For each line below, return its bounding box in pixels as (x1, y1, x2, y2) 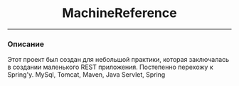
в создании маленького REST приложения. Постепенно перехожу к (7, 63, 213, 72)
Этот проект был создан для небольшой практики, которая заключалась (7, 55, 230, 64)
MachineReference (62, 5, 177, 21)
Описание (7, 39, 45, 49)
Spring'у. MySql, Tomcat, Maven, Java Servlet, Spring (7, 70, 166, 79)
